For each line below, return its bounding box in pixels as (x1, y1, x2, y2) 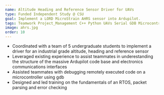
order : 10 (5, 30, 25, 35)
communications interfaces (12, 64, 67, 70)
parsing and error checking (12, 85, 67, 90)
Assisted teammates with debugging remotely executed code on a (12, 69, 145, 75)
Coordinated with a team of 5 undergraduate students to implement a (12, 43, 152, 49)
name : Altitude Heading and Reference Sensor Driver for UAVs (5, 7, 134, 12)
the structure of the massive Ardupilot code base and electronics (12, 59, 143, 64)
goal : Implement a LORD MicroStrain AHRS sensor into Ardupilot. (5, 16, 141, 21)
